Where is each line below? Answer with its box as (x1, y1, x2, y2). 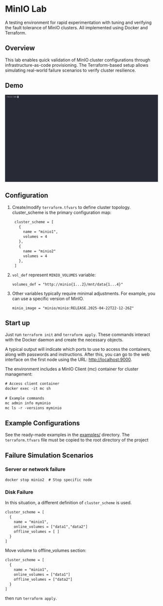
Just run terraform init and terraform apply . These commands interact (5, 332, 150, 338)
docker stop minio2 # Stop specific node (5, 477, 92, 482)
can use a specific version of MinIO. (12, 296, 84, 302)
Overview (5, 44, 35, 52)
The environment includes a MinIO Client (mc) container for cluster (5, 366, 139, 372)
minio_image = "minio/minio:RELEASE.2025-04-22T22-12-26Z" (12, 305, 134, 310)
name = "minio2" (23, 248, 56, 254)
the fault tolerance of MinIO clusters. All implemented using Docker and (5, 24, 148, 30)
